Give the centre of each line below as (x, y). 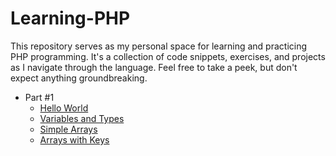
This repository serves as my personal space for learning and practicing (159, 46)
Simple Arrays (68, 129)
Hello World (64, 108)
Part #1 (39, 97)
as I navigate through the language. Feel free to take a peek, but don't (154, 67)
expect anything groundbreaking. (79, 78)
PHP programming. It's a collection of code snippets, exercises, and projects (168, 56)
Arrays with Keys (74, 139)
